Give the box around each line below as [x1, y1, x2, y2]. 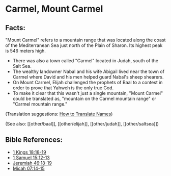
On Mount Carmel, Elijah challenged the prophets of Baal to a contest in [12, 80, 163, 85]
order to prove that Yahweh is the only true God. [12, 85, 114, 91]
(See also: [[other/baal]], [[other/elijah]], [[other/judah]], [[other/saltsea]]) [5, 121, 159, 127]
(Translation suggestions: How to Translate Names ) [5, 111, 113, 117]
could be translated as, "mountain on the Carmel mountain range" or [12, 95, 157, 102]
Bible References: [5, 136, 63, 144]
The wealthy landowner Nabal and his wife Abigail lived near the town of [12, 68, 164, 74]
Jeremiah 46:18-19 [12, 160, 52, 166]
